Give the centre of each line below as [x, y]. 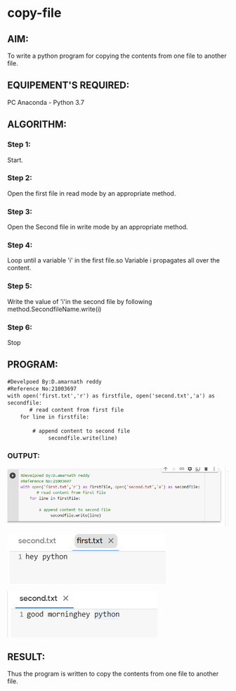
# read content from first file [77, 410]
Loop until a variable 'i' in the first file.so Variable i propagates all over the [113, 260]
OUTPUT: [24, 455]
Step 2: [20, 178]
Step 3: [20, 211]
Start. [15, 160]
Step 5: [20, 286]
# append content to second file [81, 431]
